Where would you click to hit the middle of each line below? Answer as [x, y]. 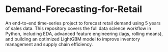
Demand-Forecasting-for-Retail [74, 9]
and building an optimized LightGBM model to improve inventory [73, 39]
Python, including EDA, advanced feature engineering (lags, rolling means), [84, 33]
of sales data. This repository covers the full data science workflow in [78, 28]
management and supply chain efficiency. [49, 44]
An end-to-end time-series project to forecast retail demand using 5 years [83, 23]
